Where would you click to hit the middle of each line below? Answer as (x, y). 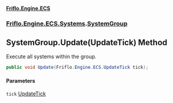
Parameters (21, 81)
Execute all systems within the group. (51, 57)
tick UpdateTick (26, 94)
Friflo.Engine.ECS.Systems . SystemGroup (67, 24)
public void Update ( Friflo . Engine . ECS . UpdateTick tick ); (77, 68)
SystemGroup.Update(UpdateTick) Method (87, 42)
